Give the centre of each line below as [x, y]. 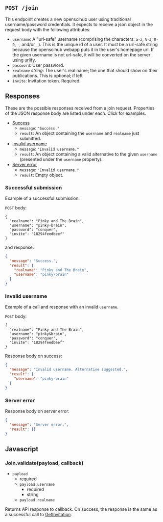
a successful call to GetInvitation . [39, 515]
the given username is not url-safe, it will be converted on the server [81, 54]
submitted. [30, 138]
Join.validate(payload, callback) [44, 463]
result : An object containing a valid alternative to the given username [88, 154]
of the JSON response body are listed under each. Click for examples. [76, 113]
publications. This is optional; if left [47, 76]
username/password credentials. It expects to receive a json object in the [79, 24]
